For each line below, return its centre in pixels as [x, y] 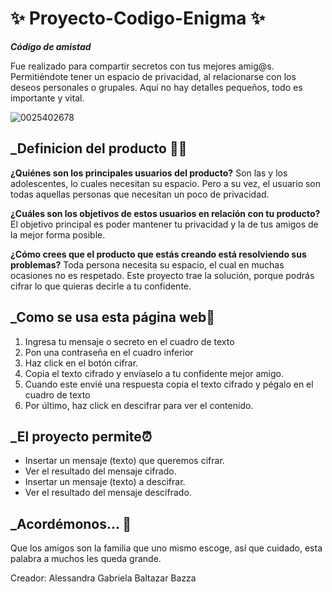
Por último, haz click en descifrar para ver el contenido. [139, 405]
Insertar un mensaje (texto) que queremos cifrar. [124, 461]
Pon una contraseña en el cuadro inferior [109, 352]
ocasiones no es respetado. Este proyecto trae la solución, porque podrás [162, 275]
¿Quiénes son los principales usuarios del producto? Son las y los [149, 173]
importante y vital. [47, 98]
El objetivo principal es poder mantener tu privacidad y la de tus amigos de [164, 224]
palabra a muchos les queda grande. [86, 559]
